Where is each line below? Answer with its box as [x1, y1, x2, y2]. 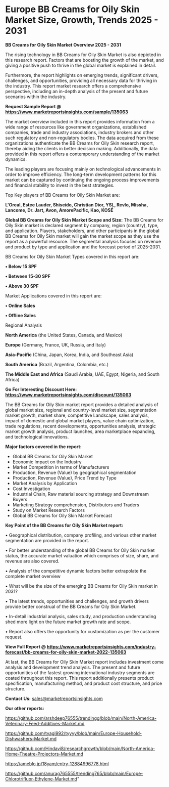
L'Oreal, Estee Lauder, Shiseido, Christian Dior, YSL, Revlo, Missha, [5, 201, 148, 208]
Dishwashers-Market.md [5, 735, 57, 741]
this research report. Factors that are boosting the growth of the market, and [5, 57, 164, 63]
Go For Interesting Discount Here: [5, 386, 77, 392]
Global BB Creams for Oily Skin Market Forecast [12, 512, 112, 518]
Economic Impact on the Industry [12, 459, 82, 465]
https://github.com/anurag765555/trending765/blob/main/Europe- [5, 770, 143, 776]
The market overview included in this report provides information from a [5, 118, 155, 124]
